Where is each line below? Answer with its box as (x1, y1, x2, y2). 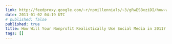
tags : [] (5, 31, 24, 36)
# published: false (5, 17, 47, 22)
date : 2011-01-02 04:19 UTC (5, 12, 66, 17)
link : (5, 7, 17, 13)
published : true (5, 21, 40, 27)
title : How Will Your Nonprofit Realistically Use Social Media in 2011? (5, 26, 166, 31)
